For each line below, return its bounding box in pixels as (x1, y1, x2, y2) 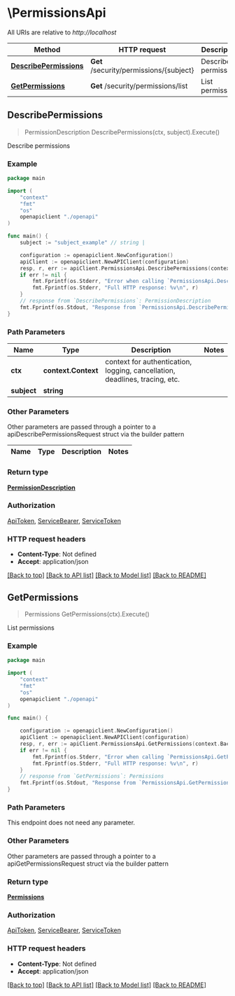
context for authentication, (104, 357, 192, 366)
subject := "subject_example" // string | (20, 240, 145, 247)
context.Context (43, 366, 99, 375)
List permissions (7, 623, 55, 632)
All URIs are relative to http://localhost (7, 28, 117, 36)
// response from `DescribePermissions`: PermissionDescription (20, 298, 211, 305)
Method (34, 44, 61, 54)
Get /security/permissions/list (90, 81, 188, 90)
